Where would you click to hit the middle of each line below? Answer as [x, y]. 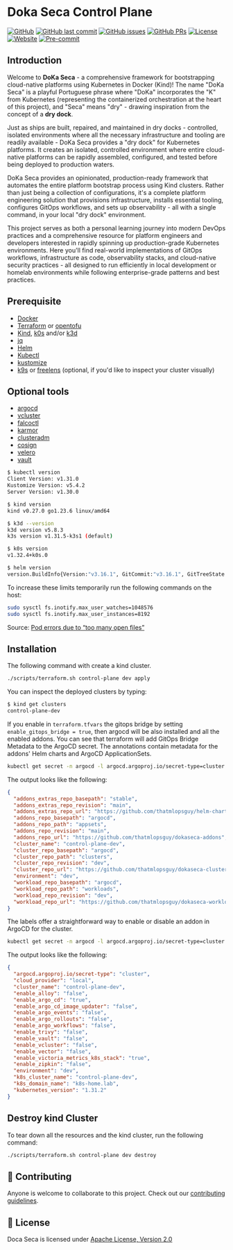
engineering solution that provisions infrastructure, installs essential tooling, [115, 200]
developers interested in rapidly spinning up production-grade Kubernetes [113, 243]
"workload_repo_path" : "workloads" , [66, 889]
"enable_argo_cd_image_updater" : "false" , [76, 1007]
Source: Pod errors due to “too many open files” [76, 627]
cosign [27, 445]
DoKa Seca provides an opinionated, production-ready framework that [108, 178]
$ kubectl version [34, 472]
